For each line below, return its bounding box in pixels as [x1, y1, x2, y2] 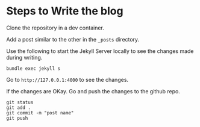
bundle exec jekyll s [6, 65, 61, 72]
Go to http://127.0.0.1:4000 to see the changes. [6, 76, 128, 83]
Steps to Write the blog [6, 4, 123, 18]
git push [6, 115, 28, 121]
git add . [6, 104, 31, 111]
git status [6, 99, 34, 105]
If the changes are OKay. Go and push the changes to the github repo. [6, 87, 181, 94]
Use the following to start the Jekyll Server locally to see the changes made [6, 47, 194, 55]
